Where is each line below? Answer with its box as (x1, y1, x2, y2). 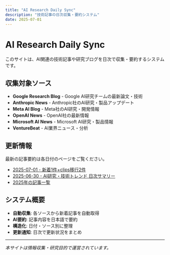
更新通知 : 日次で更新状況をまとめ (12, 229, 82, 235)
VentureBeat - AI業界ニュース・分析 (12, 125, 89, 131)
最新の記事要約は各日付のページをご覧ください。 (5, 155, 107, 162)
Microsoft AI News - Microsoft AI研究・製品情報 (12, 119, 114, 125)
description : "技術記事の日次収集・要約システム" (5, 12, 100, 17)
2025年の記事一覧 (12, 179, 51, 185)
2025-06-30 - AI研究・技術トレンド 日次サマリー (12, 173, 115, 179)
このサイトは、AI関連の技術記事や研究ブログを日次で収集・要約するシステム (5, 56, 164, 62)
